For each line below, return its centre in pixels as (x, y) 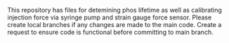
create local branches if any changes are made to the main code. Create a (115, 25)
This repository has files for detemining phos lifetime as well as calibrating (115, 10)
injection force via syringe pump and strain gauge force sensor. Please (110, 17)
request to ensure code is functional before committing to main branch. (110, 32)
